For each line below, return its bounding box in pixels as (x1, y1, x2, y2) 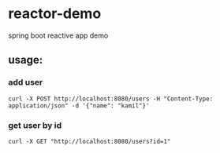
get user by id (8, 119, 62, 130)
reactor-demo (8, 5, 102, 23)
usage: (8, 53, 43, 67)
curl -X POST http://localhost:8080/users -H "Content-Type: (8, 95, 214, 103)
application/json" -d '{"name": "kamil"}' (8, 101, 150, 110)
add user (8, 77, 43, 88)
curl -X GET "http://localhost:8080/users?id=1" (8, 137, 171, 145)
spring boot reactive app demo (8, 31, 109, 40)
